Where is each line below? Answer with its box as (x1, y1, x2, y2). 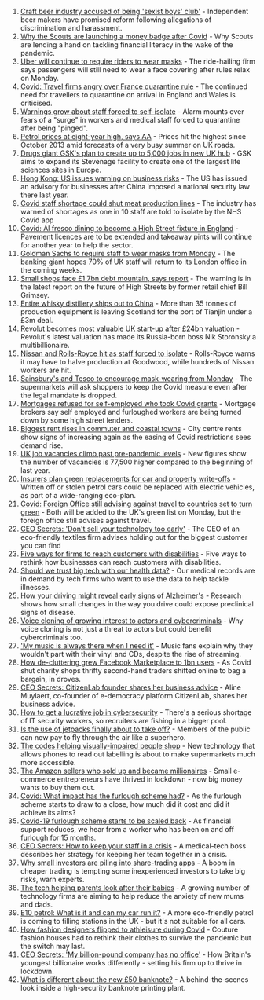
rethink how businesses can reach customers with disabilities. (20, 558, 222, 566)
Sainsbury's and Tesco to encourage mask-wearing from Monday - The (20, 374, 253, 383)
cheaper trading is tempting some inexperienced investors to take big (20, 866, 246, 875)
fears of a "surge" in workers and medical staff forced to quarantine (20, 115, 240, 124)
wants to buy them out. (20, 783, 96, 792)
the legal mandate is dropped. (20, 390, 118, 400)
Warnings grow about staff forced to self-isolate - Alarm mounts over (20, 107, 244, 116)
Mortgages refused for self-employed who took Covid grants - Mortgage (20, 399, 256, 408)
